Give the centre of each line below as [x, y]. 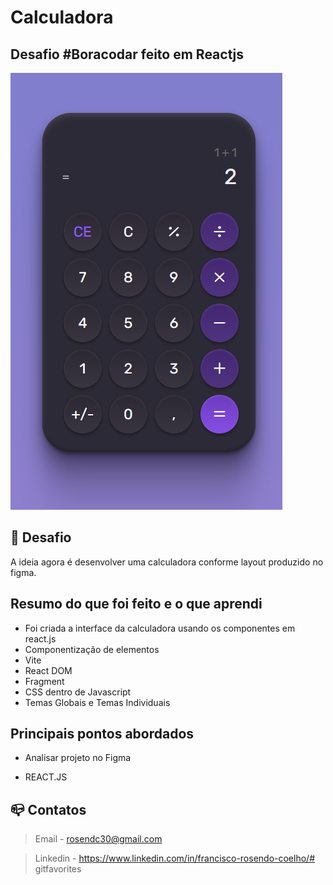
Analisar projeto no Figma [78, 758]
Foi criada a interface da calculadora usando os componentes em [160, 628]
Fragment [44, 681]
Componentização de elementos [92, 649]
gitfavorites [58, 869]
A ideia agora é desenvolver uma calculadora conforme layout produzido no [167, 562]
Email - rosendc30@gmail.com [98, 839]
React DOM [48, 670]
